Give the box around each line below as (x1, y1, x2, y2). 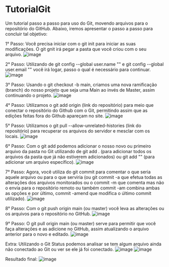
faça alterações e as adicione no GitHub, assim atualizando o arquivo (5, 226, 149, 232)
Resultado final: (5, 256, 38, 262)
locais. (5, 133, 19, 139)
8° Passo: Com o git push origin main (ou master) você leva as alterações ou (5, 205, 164, 211)
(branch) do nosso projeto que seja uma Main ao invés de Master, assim (5, 87, 155, 93)
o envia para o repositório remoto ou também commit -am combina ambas (5, 185, 160, 191)
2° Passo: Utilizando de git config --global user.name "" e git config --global (5, 61, 164, 67)
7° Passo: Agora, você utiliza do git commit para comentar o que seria (5, 169, 151, 175)
